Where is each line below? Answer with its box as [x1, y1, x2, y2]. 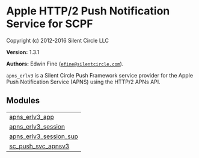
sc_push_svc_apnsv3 [9, 142, 70, 150]
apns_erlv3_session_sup [9, 132, 78, 141]
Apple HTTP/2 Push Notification [6, 4, 170, 18]
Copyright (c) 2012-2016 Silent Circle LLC [6, 37, 109, 44]
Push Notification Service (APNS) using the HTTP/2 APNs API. [6, 78, 161, 85]
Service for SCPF [6, 17, 93, 31]
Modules [6, 96, 40, 106]
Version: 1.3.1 [6, 48, 40, 55]
